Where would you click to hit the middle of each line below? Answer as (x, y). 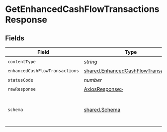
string (91, 62)
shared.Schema (102, 110)
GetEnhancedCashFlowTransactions (83, 9)
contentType (22, 62)
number (93, 80)
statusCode (20, 80)
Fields (15, 38)
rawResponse (22, 89)
